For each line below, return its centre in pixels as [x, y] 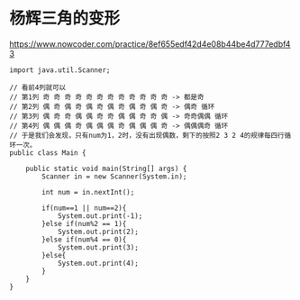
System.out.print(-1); [100, 216]
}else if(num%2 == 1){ [84, 223]
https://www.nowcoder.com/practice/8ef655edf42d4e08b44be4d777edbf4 [150, 44]
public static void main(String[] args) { [106, 168]
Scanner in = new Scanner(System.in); [114, 177]
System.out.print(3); [98, 247]
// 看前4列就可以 [37, 87]
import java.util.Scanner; [60, 70]
